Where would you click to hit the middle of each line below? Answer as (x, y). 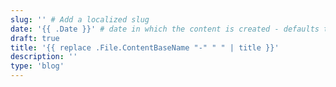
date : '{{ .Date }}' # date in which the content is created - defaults (165, 29)
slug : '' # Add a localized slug (80, 19)
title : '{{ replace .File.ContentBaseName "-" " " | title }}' (145, 47)
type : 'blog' (37, 66)
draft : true (35, 38)
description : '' (44, 57)
